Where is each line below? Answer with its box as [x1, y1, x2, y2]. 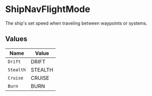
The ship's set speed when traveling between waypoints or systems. [5, 20, 147, 26]
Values [5, 35, 28, 43]
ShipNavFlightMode [5, 4, 91, 15]
